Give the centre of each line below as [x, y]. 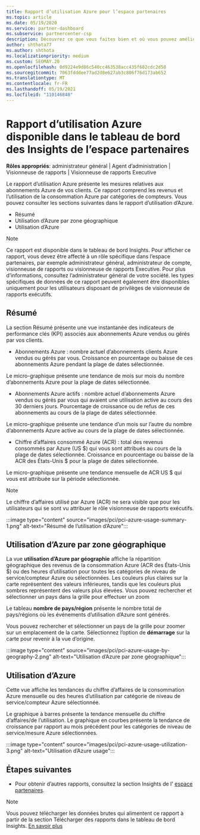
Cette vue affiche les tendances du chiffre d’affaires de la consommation [95, 690]
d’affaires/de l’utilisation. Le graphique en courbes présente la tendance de [98, 720]
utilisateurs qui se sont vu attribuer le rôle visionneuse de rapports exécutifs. [100, 508]
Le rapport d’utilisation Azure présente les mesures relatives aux [85, 184]
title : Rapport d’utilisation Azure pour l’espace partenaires [86, 12]
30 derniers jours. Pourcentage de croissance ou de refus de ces [95, 406]
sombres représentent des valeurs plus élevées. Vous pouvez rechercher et [99, 590]
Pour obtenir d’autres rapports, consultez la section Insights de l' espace [104, 784]
